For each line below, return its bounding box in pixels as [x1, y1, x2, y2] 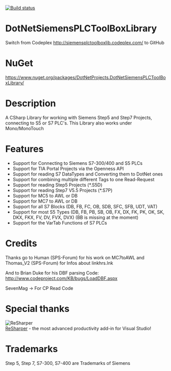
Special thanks [5, 303, 70, 314]
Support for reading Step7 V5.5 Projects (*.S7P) [12, 187, 113, 193]
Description [5, 97, 56, 109]
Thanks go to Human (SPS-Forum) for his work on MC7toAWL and [5, 254, 144, 260]
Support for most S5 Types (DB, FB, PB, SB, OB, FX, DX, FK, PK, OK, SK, [12, 209, 165, 215]
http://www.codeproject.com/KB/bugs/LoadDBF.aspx [5, 275, 118, 281]
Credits [5, 237, 37, 249]
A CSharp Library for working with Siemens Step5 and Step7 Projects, [5, 114, 152, 120]
